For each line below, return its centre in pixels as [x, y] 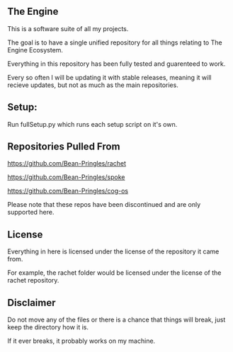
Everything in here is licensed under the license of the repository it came [113, 251]
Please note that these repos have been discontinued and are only [104, 205]
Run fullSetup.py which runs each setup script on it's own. [92, 124]
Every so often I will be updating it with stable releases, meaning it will [109, 77]
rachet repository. [33, 280]
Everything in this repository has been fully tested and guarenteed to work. [116, 64]
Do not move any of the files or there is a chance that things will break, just [116, 320]
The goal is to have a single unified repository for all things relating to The [115, 42]
